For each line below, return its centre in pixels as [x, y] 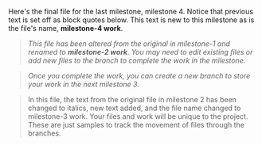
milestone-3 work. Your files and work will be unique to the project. [138, 116]
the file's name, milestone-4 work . [66, 28]
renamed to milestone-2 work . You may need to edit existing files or [140, 52]
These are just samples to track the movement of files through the [136, 125]
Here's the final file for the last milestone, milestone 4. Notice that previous [131, 11]
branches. [44, 133]
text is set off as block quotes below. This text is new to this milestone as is [131, 20]
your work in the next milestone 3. [83, 84]
